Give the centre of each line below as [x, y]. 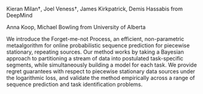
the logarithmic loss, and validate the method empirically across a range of [101, 78]
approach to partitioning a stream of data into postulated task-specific [95, 58]
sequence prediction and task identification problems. [75, 84]
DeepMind [19, 15]
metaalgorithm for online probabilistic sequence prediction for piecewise [98, 45]
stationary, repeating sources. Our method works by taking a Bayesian [95, 52]
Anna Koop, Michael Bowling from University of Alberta [76, 27]
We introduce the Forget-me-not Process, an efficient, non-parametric [95, 39]
